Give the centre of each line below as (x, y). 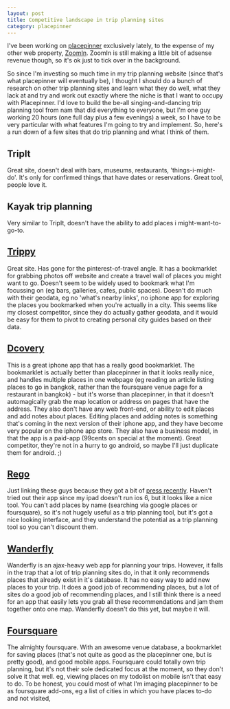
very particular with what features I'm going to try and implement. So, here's (115, 125)
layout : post (26, 13)
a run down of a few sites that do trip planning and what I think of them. (108, 132)
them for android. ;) (34, 452)
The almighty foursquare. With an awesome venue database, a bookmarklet (114, 647)
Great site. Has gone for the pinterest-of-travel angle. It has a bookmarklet (112, 268)
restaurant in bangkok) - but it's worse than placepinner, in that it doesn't (111, 394)
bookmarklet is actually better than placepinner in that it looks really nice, (111, 372)
